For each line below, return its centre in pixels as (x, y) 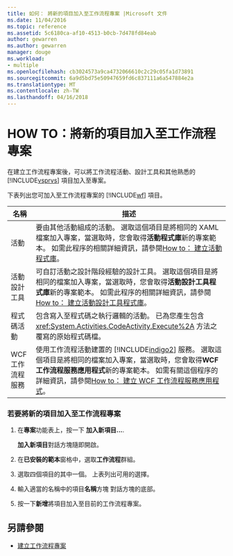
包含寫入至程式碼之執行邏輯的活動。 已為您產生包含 (120, 315)
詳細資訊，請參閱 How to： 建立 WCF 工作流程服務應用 (124, 381)
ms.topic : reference (37, 26)
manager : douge (29, 53)
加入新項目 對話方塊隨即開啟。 (60, 445)
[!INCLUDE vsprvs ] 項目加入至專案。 (59, 180)
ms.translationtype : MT (42, 85)
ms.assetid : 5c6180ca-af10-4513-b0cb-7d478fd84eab (82, 33)
